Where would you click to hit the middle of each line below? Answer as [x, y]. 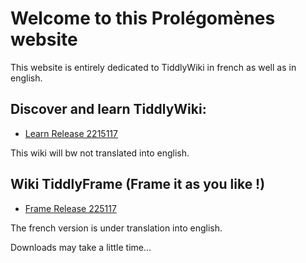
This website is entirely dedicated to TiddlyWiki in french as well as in [153, 67]
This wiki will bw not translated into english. [100, 153]
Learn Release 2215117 [71, 133]
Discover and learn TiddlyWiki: [108, 109]
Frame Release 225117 [70, 208]
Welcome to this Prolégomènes [143, 18]
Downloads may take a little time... [81, 247]
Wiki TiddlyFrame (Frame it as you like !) [138, 184]
